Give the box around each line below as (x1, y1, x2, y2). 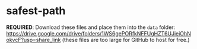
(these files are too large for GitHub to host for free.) (62, 36, 190, 43)
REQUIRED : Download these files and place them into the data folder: (6, 24, 176, 31)
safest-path (6, 4, 66, 18)
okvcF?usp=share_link (6, 36, 61, 43)
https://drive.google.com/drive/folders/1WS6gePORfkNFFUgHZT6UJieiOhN (6, 30, 191, 37)
